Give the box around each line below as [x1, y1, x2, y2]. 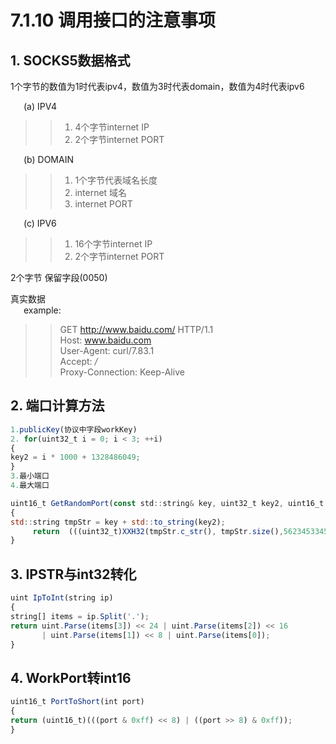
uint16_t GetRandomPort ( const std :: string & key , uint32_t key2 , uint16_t [10, 498, 325, 508]
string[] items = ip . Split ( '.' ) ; [10, 611, 150, 621]
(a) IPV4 [23, 101, 57, 112]
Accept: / [59, 356, 98, 367]
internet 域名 [74, 187, 128, 198]
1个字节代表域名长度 [74, 174, 158, 186]
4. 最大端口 [10, 481, 50, 491]
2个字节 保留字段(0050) [10, 272, 108, 283]
